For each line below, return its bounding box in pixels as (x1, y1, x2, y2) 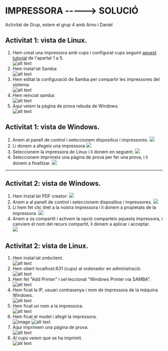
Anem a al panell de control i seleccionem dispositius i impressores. (12, 199, 152, 205)
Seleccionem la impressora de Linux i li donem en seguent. (12, 149, 134, 155)
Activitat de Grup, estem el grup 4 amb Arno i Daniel (5, 22, 113, 28)
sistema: (12, 81, 30, 87)
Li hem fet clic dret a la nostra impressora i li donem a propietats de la (12, 204, 156, 210)
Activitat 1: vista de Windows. (5, 123, 100, 132)
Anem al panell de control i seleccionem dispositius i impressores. (12, 137, 148, 143)
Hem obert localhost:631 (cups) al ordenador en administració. (12, 266, 141, 272)
